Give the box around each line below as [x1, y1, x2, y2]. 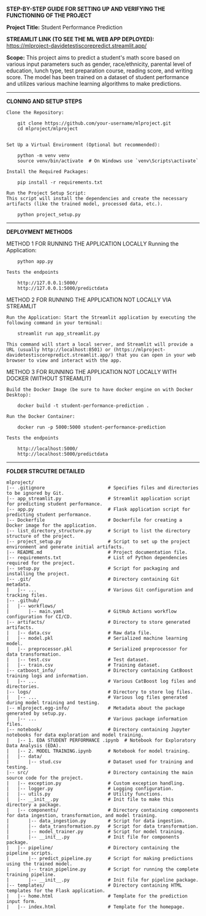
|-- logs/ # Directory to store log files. [6, 689, 193, 695]
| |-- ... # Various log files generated [6, 694, 188, 701]
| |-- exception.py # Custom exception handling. [6, 780, 185, 786]
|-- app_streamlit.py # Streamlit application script [6, 495, 191, 502]
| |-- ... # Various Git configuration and [6, 587, 193, 593]
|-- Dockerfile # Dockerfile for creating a [6, 517, 183, 523]
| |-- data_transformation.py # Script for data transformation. [6, 823, 199, 829]
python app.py [17, 258, 53, 265]
